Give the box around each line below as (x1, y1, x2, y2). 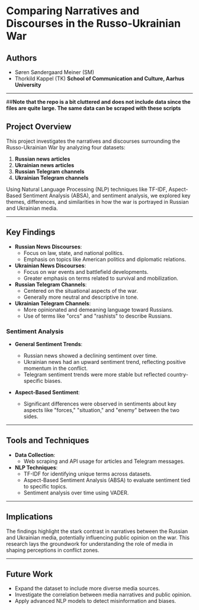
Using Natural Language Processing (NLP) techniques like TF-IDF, (6, 186, 168, 193)
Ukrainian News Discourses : (14, 262, 86, 269)
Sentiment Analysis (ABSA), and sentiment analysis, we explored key (23, 191, 191, 199)
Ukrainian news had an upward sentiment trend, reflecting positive (23, 358, 186, 365)
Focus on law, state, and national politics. (23, 249, 124, 256)
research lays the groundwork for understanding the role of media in (6, 540, 174, 547)
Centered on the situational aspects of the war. (23, 287, 138, 294)
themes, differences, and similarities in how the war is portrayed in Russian (6, 198, 189, 205)
